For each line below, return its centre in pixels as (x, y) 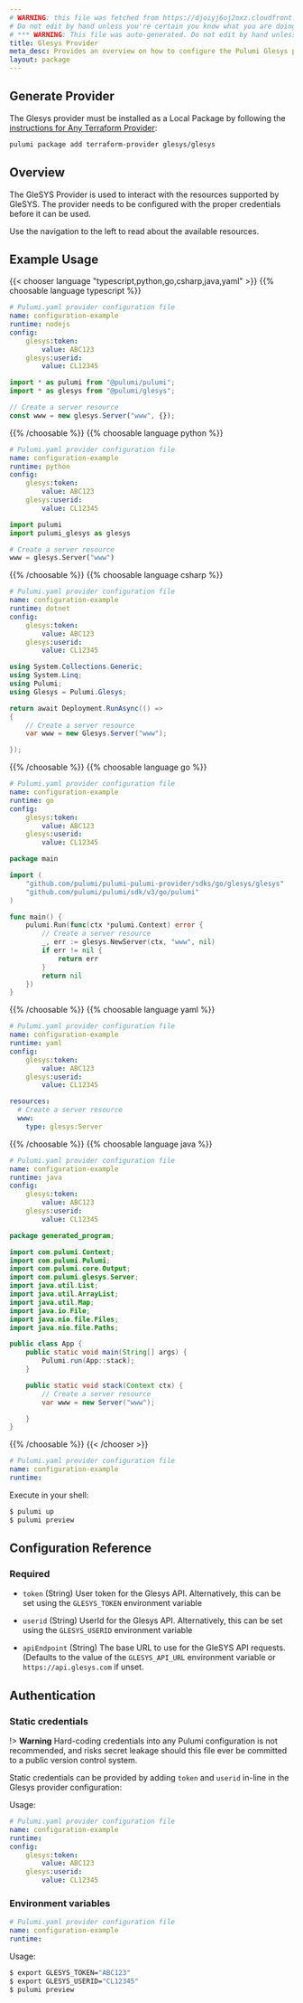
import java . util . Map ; (52, 1302)
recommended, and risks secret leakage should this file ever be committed (148, 1751)
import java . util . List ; (54, 1286)
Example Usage (54, 259)
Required (30, 1574)
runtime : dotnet (40, 609)
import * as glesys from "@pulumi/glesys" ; (92, 391)
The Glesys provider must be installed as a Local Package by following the (147, 118)
